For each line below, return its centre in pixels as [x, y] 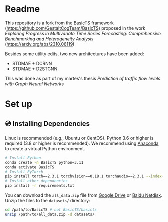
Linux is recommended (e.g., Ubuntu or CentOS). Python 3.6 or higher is [79, 138]
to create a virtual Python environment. [45, 148]
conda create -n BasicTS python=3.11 [44, 162]
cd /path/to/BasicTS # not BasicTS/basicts [51, 210]
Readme [23, 9]
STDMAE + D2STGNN [35, 69]
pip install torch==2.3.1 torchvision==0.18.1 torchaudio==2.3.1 [74, 176]
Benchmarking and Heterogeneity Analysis [49, 39]
